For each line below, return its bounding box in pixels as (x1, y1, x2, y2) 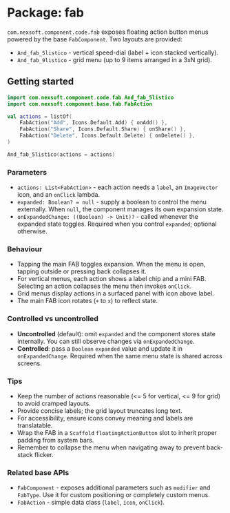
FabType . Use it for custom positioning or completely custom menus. (17, 491, 210, 499)
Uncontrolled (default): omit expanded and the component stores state (17, 329, 216, 338)
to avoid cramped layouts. (17, 399, 91, 407)
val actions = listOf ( (7, 113, 72, 120)
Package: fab (7, 5, 84, 21)
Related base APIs (7, 467, 70, 477)
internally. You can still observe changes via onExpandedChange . (17, 337, 195, 345)
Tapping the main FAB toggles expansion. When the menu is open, (17, 260, 206, 269)
